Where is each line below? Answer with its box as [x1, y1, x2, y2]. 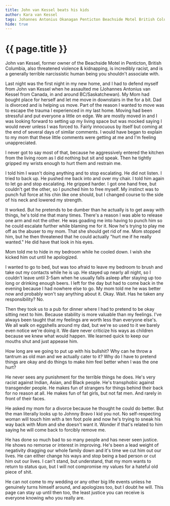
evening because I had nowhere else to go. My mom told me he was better [5, 285, 161, 291]
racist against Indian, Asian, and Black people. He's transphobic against [5, 379, 155, 386]
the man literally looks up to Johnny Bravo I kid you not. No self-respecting [5, 411, 161, 417]
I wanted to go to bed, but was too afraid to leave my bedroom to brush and [5, 264, 163, 270]
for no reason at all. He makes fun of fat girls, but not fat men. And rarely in [5, 390, 162, 396]
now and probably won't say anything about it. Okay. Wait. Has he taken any [5, 291, 164, 297]
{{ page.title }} [5, 44, 68, 55]
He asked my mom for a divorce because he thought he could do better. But [5, 405, 163, 411]
